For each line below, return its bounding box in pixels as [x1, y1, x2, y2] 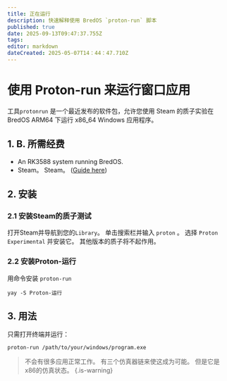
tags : [7, 37, 23, 44]
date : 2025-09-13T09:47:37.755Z [7, 30, 102, 37]
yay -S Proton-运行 [7, 289, 63, 296]
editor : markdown [7, 43, 59, 50]
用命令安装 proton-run [7, 274, 72, 282]
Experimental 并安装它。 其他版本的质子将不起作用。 [7, 237, 160, 246]
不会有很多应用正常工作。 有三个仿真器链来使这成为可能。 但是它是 [24, 357, 220, 366]
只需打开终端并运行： [7, 330, 69, 339]
